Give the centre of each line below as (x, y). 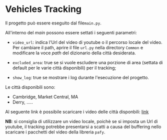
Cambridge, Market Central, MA (45, 97)
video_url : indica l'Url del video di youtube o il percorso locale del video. (87, 42)
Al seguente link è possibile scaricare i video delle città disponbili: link (77, 112)
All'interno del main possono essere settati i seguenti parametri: (71, 32)
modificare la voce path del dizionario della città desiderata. (74, 53)
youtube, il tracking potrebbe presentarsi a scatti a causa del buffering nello (83, 127)
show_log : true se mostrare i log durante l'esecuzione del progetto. (80, 77)
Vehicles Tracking (43, 9)
